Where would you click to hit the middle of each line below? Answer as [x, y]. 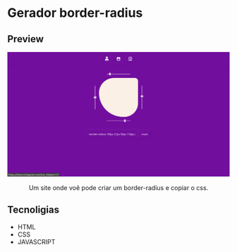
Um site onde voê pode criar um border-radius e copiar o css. [119, 188]
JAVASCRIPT [36, 241]
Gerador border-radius [75, 13]
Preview [26, 39]
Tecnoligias [34, 210]
